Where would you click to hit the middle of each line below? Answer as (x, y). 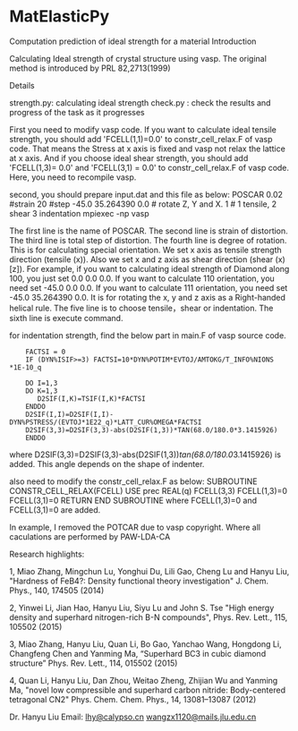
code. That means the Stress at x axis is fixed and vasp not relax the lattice (148, 149)
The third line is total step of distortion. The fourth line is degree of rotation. (148, 240)
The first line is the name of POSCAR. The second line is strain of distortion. (149, 231)
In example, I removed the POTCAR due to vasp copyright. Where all (135, 527)
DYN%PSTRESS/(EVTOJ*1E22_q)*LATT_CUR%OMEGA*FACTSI (106, 422)
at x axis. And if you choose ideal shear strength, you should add (129, 157)
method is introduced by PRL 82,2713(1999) (90, 68)
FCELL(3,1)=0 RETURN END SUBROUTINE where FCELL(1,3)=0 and (133, 500)
